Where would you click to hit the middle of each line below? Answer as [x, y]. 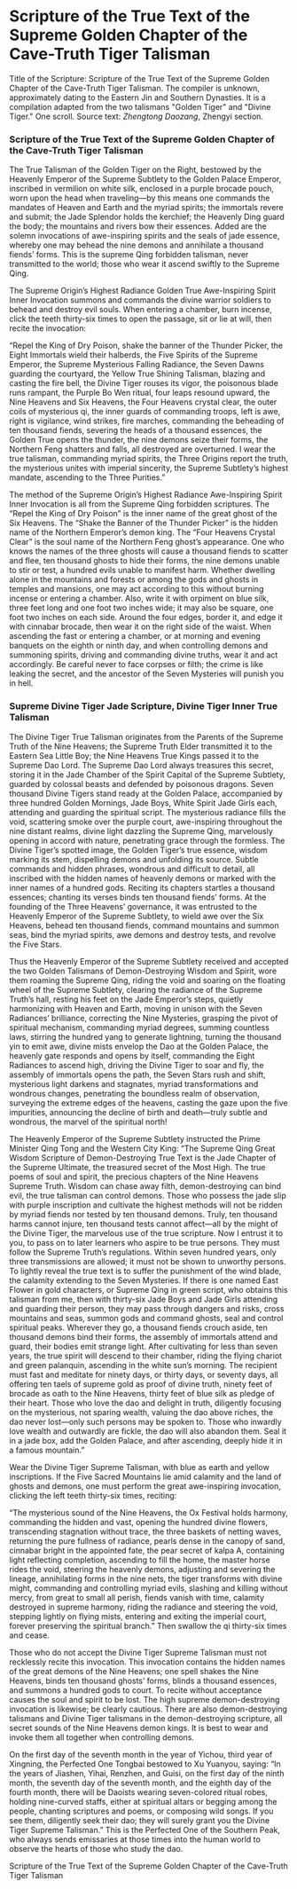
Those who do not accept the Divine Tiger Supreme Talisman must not [138, 1652]
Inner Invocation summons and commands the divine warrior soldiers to [141, 300]
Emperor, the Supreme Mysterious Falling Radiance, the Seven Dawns [137, 365]
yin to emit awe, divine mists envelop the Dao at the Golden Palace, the [139, 1046]
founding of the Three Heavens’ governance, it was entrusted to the [133, 906]
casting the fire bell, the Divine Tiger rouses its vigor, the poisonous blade [144, 383]
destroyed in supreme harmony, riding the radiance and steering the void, [144, 1607]
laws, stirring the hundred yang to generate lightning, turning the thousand [145, 1036]
